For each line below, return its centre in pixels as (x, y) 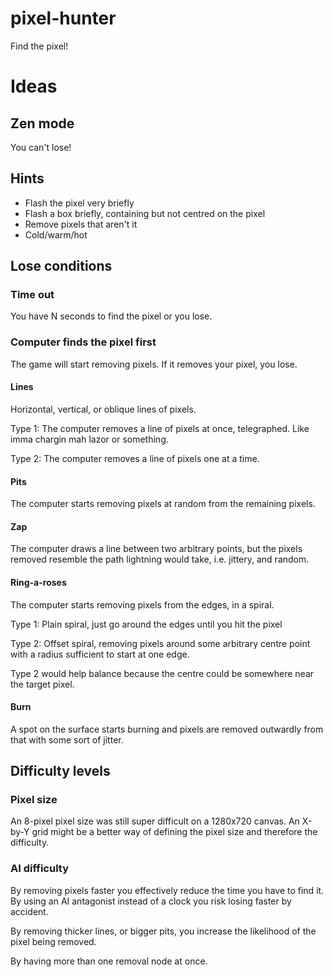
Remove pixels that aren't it (81, 224)
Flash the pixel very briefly (79, 203)
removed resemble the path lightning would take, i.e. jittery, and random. (160, 559)
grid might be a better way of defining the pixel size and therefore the (174, 832)
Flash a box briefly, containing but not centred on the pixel (145, 213)
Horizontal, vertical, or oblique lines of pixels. (103, 409)
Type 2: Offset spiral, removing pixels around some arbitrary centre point (160, 643)
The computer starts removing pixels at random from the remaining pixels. (163, 504)
